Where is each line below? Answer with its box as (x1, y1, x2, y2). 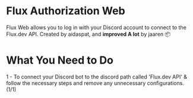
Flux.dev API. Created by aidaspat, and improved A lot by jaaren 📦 (6, 30, 171, 37)
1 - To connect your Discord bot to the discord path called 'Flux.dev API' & (6, 73, 188, 80)
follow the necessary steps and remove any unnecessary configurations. (6, 79, 184, 87)
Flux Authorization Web (6, 4, 126, 18)
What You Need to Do (6, 53, 114, 67)
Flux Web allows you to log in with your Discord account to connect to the (6, 24, 187, 31)
